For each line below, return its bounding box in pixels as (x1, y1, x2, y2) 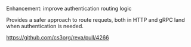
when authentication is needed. (6, 23, 84, 29)
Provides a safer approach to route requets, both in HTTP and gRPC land (6, 16, 185, 23)
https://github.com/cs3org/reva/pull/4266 (6, 34, 109, 41)
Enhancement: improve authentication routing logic (6, 5, 132, 12)
